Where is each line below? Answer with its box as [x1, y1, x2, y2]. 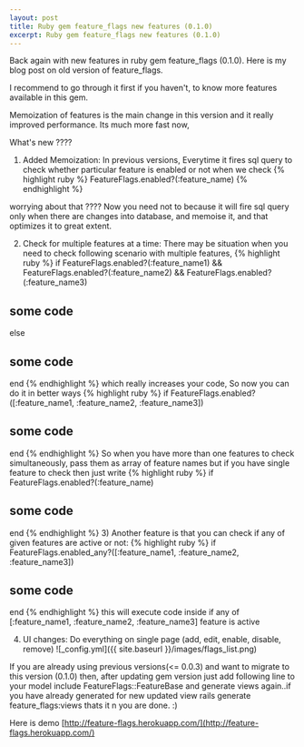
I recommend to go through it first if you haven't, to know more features [9, 83, 278, 94]
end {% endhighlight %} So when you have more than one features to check [9, 448, 295, 459]
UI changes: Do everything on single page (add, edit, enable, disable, [22, 634, 281, 645]
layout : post [9, 13, 59, 23]
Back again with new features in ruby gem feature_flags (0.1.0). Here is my [9, 56, 288, 66]
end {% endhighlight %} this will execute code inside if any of [9, 607, 240, 618]
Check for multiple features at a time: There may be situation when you [22, 238, 289, 249]
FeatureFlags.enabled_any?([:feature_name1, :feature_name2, [9, 547, 240, 558]
